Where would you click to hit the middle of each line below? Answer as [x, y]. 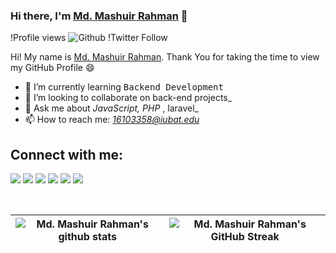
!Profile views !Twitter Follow [89, 38]
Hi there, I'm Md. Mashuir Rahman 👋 [99, 16]
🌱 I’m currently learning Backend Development [124, 87]
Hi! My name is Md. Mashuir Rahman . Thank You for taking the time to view [165, 57]
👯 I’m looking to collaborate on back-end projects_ [128, 98]
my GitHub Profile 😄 [52, 68]
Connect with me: [67, 154]
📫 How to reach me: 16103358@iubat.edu [112, 120]
